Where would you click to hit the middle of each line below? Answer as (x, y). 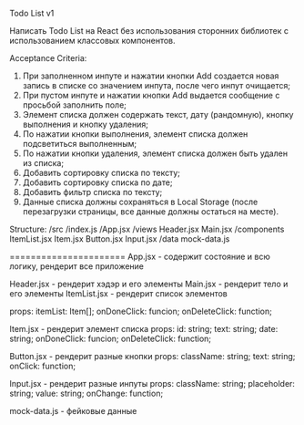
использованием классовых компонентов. (92, 41)
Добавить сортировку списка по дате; (97, 182)
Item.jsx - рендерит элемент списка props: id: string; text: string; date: (144, 329)
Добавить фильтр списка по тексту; (92, 192)
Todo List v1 (32, 13)
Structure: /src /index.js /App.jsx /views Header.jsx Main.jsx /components (147, 229)
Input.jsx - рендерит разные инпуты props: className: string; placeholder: (152, 384)
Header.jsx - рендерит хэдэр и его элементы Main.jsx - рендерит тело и (149, 284)
